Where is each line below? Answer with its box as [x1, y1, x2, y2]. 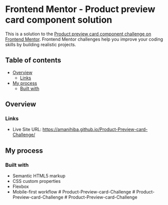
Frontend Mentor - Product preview [5, 4, 155, 15]
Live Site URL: [12, 127, 42, 133]
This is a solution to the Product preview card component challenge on [5, 31, 151, 37]
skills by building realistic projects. [5, 41, 76, 47]
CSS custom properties [12, 178, 61, 184]
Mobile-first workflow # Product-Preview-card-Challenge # [12, 189, 135, 195]
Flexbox [12, 183, 29, 189]
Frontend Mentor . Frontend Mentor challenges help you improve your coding [5, 36, 163, 42]
